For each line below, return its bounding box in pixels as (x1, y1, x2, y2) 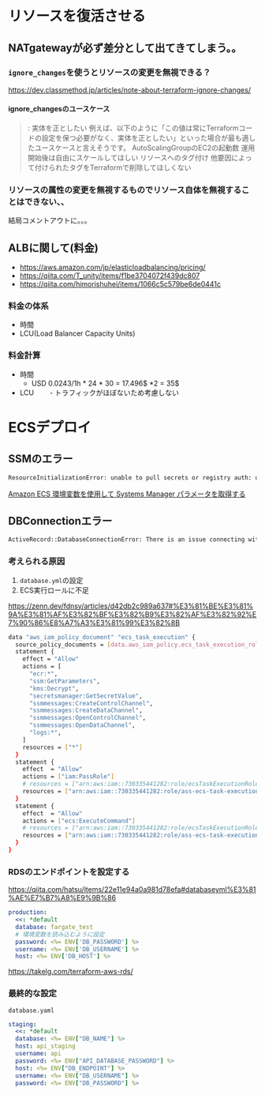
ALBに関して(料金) (8, 241, 99, 254)
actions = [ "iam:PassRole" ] (22, 773, 114, 781)
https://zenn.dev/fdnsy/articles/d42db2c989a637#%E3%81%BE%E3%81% (8, 601, 254, 611)
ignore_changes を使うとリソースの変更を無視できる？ (8, 66, 211, 77)
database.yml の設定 (19, 575, 84, 585)
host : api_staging (15, 1042, 77, 1051)
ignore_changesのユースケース (8, 104, 110, 114)
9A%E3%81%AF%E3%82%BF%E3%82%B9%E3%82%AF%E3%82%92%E (8, 609, 257, 619)
